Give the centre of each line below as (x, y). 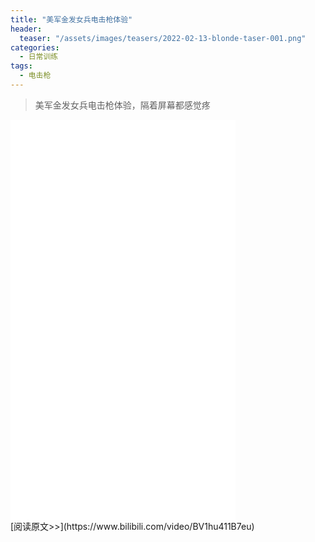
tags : (21, 66)
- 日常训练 (39, 57)
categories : (35, 47)
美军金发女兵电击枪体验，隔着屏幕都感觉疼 (122, 105)
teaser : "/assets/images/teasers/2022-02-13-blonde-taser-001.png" (163, 38)
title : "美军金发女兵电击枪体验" (71, 19)
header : (26, 29)
